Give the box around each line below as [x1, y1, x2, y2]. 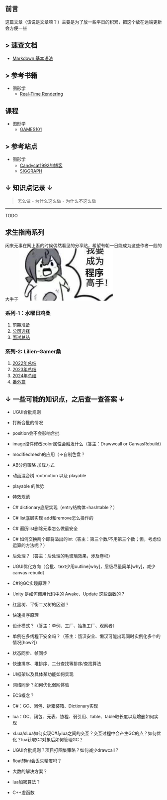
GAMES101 [19, 127, 42, 133]
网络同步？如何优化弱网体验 [12, 682, 70, 688]
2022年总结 [12, 360, 37, 366]
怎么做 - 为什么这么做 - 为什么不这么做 [17, 198, 96, 204]
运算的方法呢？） [12, 542, 48, 548]
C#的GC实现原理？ [12, 580, 51, 586]
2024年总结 [12, 373, 37, 379]
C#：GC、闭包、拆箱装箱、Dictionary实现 [12, 703, 98, 709]
